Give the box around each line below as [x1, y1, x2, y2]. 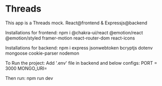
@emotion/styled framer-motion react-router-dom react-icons [5, 35, 135, 41]
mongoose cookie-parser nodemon [5, 50, 79, 56]
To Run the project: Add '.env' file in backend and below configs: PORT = [5, 60, 157, 66]
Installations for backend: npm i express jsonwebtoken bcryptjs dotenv [5, 45, 153, 51]
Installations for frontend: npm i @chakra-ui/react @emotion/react [5, 29, 143, 35]
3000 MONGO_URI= [5, 65, 47, 71]
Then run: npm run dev [5, 75, 53, 81]
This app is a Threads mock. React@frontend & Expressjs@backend [5, 20, 148, 26]
